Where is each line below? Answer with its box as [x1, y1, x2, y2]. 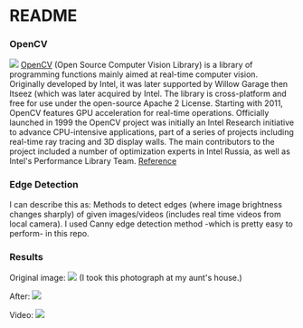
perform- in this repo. [9, 227, 90, 238]
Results [9, 250, 43, 263]
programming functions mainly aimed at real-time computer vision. [9, 69, 259, 80]
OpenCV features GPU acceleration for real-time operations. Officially [9, 108, 270, 119]
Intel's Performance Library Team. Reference [9, 156, 177, 167]
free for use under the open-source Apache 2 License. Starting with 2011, [9, 98, 283, 109]
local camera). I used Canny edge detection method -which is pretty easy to [9, 218, 294, 229]
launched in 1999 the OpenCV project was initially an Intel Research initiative [9, 117, 295, 128]
